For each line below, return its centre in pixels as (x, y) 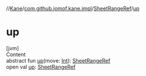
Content (16, 54)
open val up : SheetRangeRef (41, 67)
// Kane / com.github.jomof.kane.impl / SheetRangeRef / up (73, 8)
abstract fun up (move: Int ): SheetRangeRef (58, 60)
